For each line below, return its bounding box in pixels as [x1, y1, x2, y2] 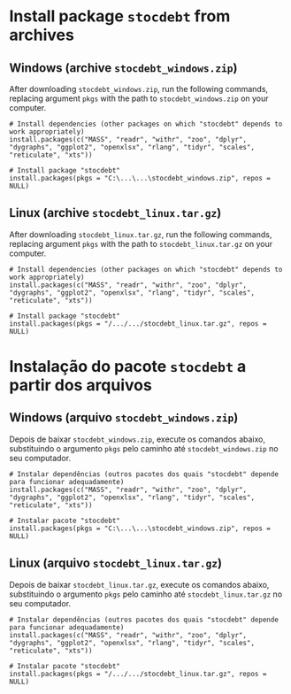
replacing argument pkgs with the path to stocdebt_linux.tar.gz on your [9, 238, 272, 249]
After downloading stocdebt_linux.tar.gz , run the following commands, [9, 228, 272, 240]
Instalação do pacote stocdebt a [9, 357, 247, 376]
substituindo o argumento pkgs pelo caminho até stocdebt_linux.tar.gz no [9, 589, 283, 599]
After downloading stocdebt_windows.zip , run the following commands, [9, 84, 268, 94]
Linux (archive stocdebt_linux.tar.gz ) [9, 205, 222, 220]
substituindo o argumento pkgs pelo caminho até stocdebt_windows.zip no [9, 443, 279, 453]
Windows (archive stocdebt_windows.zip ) [9, 60, 238, 75]
